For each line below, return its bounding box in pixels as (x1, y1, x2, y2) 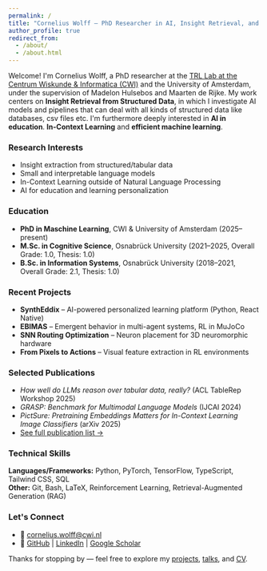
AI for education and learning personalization (19, 186, 169, 195)
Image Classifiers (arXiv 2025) (19, 420, 122, 429)
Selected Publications (8, 367, 96, 378)
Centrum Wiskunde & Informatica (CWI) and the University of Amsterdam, (8, 79, 252, 89)
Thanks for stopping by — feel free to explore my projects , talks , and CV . (8, 553, 248, 563)
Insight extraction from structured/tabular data (19, 160, 173, 170)
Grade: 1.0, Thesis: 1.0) (19, 249, 95, 259)
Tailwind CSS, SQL (8, 474, 70, 485)
